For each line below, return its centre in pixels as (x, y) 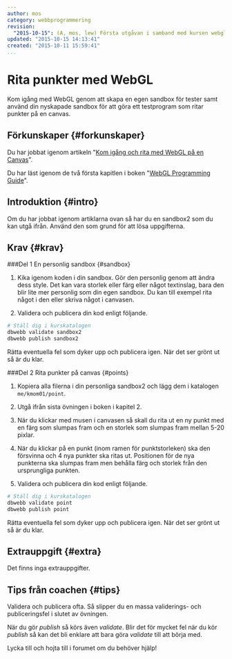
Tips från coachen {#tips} (64, 590)
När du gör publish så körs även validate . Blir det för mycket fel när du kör (112, 627)
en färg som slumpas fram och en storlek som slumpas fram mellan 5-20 (120, 427)
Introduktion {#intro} (53, 202)
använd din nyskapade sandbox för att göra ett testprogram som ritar (105, 106)
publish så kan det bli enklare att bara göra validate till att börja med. (105, 635)
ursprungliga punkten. (49, 470)
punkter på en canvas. (39, 113)
